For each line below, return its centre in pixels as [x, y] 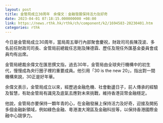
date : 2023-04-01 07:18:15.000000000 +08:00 [51, 18]
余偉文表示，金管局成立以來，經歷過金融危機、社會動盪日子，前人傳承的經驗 [81, 87]
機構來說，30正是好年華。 [31, 77]
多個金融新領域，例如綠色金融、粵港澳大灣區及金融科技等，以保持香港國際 [79, 109]
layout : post [18, 9]
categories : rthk [23, 28]
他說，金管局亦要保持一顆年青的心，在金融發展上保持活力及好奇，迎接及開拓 [81, 104]
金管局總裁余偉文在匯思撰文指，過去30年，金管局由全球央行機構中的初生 [78, 65]
